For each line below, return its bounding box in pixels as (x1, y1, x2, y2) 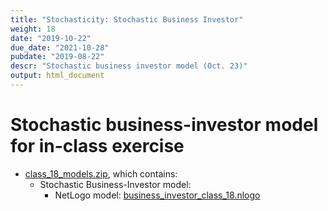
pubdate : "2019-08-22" (10, 52, 105, 62)
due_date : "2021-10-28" (10, 42, 110, 53)
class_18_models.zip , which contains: (24, 167, 178, 180)
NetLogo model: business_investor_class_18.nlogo (54, 189, 261, 201)
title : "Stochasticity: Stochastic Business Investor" (10, 14, 244, 25)
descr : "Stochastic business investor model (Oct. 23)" (10, 61, 248, 71)
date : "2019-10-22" (10, 33, 92, 43)
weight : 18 (10, 24, 56, 34)
